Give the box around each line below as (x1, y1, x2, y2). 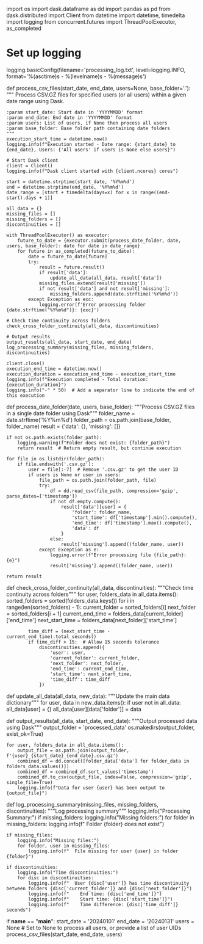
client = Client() (6, 162, 53, 169)
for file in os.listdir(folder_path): (6, 456, 105, 462)
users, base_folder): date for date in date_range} (6, 242, 140, 249)
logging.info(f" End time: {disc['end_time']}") (28, 891, 163, 897)
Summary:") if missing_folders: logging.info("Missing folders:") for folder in (6, 813, 194, 821)
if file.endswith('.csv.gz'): (17, 461, 94, 467)
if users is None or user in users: (28, 471, 121, 478)
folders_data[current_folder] (112, 610, 183, 617)
